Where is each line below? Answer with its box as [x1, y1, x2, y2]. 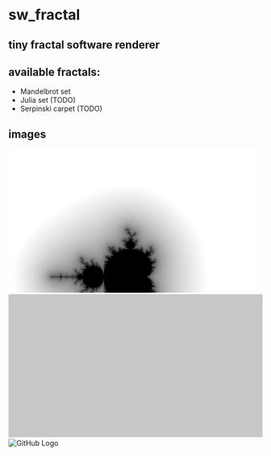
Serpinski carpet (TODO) [19, 103, 103, 114]
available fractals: [8, 65, 101, 78]
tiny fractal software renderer [8, 38, 160, 52]
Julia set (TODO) [19, 95, 77, 105]
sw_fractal [8, 6, 81, 24]
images [8, 127, 47, 141]
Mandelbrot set [19, 87, 71, 96]
